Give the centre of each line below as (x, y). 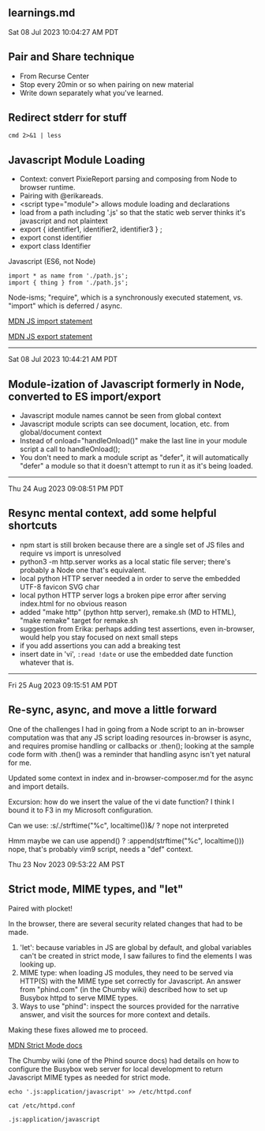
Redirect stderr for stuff (68, 118)
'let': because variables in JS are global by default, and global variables (136, 947)
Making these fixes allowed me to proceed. (78, 1030)
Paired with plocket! (41, 908)
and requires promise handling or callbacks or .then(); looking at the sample (131, 745)
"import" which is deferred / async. (65, 306)
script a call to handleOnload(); (70, 449)
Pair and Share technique (71, 57)
